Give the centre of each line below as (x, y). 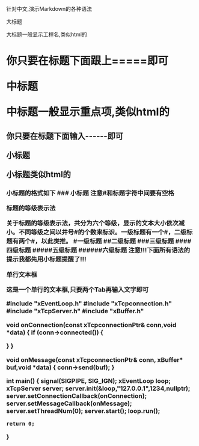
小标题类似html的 (38, 174)
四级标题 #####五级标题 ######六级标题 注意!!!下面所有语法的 (98, 250)
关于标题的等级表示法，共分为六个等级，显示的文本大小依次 (93, 223)
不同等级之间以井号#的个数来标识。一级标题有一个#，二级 (103, 232)
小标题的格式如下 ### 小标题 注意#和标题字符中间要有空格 (90, 193)
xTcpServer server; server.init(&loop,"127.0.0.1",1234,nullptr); (98, 388)
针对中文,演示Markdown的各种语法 (49, 9)
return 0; (20, 424)
